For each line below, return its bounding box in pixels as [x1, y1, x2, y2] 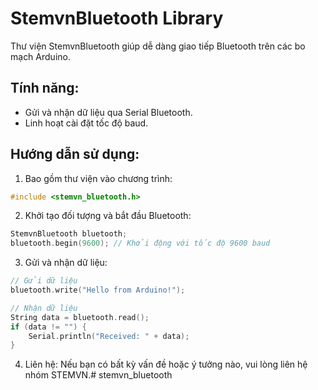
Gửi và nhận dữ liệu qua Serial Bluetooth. [24, 106, 193, 118]
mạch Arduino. [10, 50, 71, 62]
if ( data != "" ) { [10, 322, 87, 332]
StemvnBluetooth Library [10, 7, 224, 30]
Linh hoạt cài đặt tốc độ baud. [24, 117, 149, 129]
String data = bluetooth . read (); [10, 312, 150, 322]
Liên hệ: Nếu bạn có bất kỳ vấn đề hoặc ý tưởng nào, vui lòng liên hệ [24, 358, 308, 371]
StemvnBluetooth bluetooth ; [10, 229, 128, 239]
